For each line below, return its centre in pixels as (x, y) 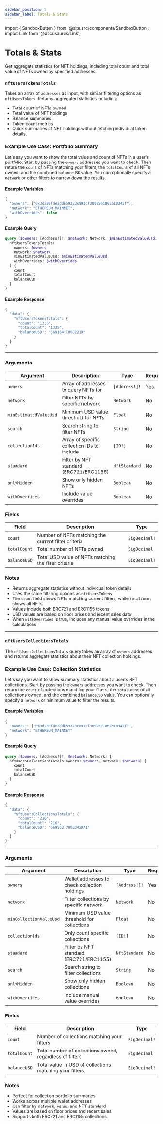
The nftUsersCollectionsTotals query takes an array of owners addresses (79, 651)
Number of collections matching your (80, 1036)
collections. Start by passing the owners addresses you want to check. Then (81, 685)
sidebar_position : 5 (26, 9)
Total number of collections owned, (77, 1051)
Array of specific (81, 439)
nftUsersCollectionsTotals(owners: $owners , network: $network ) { (78, 761)
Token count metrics (33, 123)
